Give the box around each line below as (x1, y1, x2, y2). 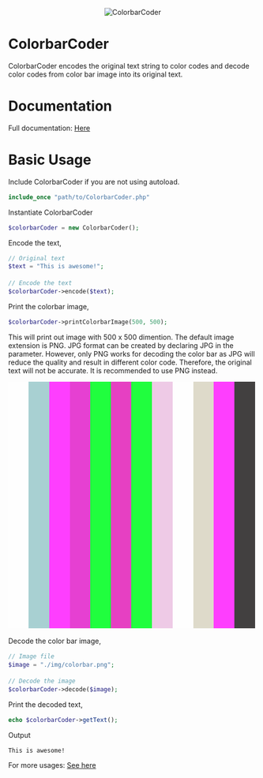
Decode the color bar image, (8, 636, 101, 645)
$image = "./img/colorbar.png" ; (8, 660, 115, 668)
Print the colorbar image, (8, 301, 89, 311)
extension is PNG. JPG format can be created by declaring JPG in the (8, 340, 235, 350)
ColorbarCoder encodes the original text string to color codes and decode (8, 61, 250, 70)
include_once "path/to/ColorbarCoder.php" (8, 193, 150, 201)
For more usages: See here (8, 761, 96, 770)
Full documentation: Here (8, 123, 91, 133)
